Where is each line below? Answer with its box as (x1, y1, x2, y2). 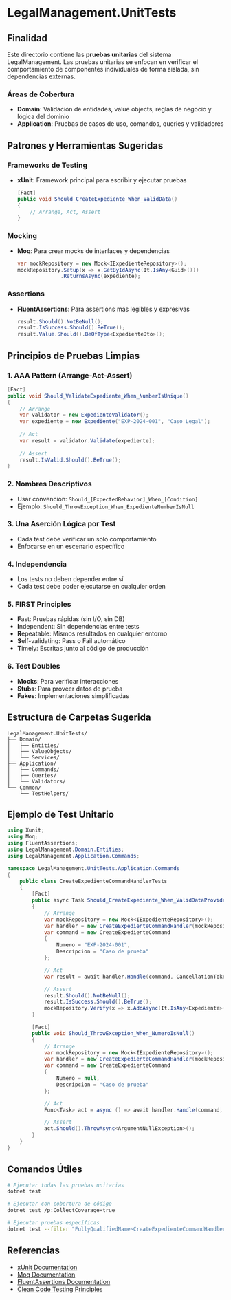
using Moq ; (7, 834, 38, 841)
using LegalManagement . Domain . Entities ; (7, 846, 125, 853)
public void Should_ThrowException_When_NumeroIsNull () (32, 1030, 195, 1037)
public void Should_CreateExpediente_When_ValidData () (16, 195, 178, 202)
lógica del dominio (16, 112, 70, 121)
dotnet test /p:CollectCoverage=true (7, 1207, 115, 1214)
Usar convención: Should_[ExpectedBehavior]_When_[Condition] (16, 495, 198, 503)
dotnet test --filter (7, 1226, 69, 1233)
